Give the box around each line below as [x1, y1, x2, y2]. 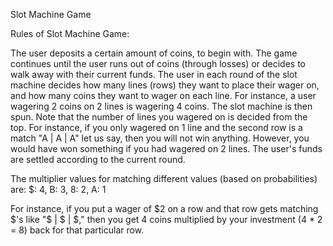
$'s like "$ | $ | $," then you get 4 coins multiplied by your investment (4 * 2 [10, 214, 323, 225]
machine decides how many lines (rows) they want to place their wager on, [10, 79, 320, 91]
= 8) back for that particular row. [10, 224, 145, 236]
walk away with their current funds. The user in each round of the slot [10, 69, 298, 80]
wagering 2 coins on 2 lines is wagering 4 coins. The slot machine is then [10, 100, 313, 112]
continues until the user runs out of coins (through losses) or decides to [10, 58, 307, 69]
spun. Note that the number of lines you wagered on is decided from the [10, 111, 308, 123]
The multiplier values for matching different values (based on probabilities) [10, 173, 318, 184]
